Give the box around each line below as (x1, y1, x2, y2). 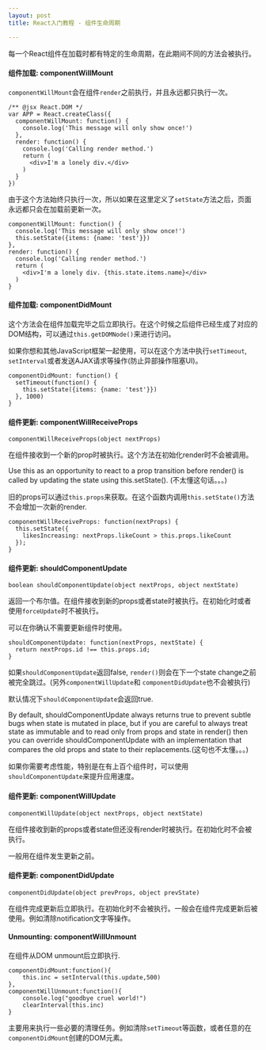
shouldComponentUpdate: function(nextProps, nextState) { (8, 639, 203, 647)
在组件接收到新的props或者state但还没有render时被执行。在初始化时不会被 (8, 824, 252, 834)
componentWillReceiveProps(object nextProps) (8, 435, 161, 444)
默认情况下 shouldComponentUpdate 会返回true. (8, 694, 154, 704)
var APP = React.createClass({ (8, 110, 112, 118)
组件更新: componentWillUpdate (8, 791, 116, 800)
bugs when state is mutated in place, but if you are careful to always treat (8, 719, 248, 728)
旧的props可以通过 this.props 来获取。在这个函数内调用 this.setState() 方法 (8, 492, 255, 502)
